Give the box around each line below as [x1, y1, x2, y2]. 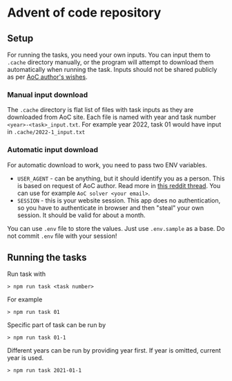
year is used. [7, 354, 44, 362]
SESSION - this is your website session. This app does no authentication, [17, 196, 221, 205]
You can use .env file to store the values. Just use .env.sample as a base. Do [7, 224, 225, 232]
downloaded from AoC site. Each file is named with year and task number [7, 113, 216, 122]
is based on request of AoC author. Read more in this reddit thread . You [17, 181, 221, 189]
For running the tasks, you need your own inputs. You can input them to [7, 50, 211, 59]
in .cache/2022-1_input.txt [7, 128, 86, 136]
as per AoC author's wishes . [7, 73, 88, 81]
